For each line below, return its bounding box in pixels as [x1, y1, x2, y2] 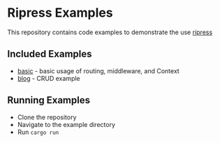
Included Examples [7, 48, 92, 60]
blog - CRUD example [17, 74, 80, 82]
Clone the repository [17, 113, 77, 121]
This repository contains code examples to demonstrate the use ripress [7, 28, 213, 36]
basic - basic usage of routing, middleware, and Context [17, 66, 179, 75]
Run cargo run [17, 128, 59, 136]
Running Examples [7, 94, 91, 106]
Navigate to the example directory [17, 120, 116, 128]
